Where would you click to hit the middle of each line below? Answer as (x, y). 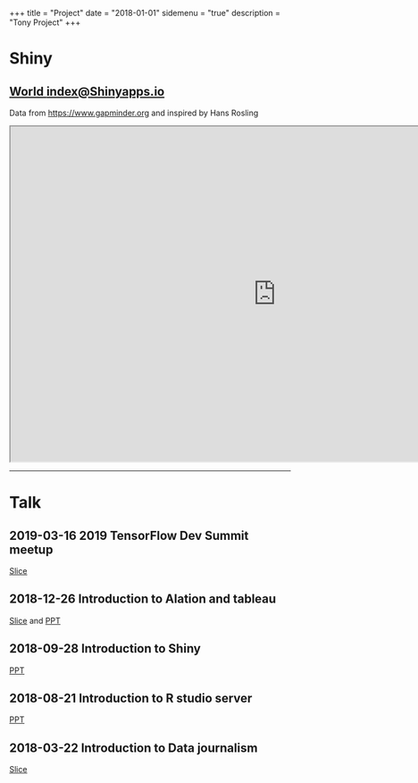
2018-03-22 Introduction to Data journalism (134, 748)
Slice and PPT (35, 620)
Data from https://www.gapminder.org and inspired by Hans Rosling (134, 113)
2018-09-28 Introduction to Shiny (105, 648)
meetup (31, 549)
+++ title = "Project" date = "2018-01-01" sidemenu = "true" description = (145, 13)
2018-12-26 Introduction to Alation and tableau (143, 599)
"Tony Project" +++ (45, 22)
